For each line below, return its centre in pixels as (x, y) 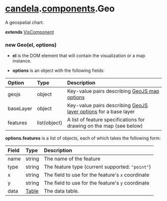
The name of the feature (72, 159)
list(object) (50, 123)
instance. (22, 61)
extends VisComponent (30, 32)
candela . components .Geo (60, 9)
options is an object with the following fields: (58, 70)
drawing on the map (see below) (105, 126)
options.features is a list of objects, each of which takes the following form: (83, 138)
